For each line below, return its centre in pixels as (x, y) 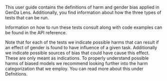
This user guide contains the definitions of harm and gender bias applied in (82, 7)
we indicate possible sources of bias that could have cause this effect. (78, 53)
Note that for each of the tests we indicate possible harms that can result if (82, 42)
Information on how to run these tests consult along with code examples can (84, 27)
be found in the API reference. (36, 33)
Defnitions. (16, 74)
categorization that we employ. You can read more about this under (74, 69)
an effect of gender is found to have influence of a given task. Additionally (81, 47)
